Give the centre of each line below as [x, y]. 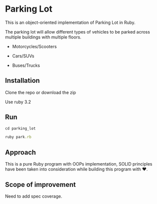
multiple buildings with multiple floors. [43, 37]
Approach [20, 152]
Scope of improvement [40, 184]
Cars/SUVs [23, 56]
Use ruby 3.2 [18, 102]
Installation [22, 81]
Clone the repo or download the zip [41, 92]
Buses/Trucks [26, 65]
